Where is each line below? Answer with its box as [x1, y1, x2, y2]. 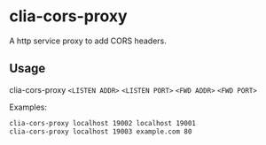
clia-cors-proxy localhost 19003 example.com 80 [9, 126, 192, 136]
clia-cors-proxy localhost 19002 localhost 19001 [9, 118, 197, 127]
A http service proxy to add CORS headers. [9, 35, 167, 46]
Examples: [9, 102, 47, 112]
